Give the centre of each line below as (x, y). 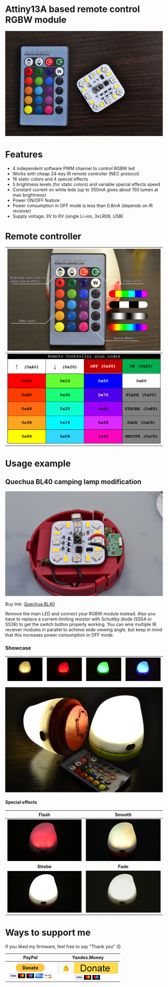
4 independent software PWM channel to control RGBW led (73, 168)
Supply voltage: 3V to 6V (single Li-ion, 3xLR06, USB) (68, 216)
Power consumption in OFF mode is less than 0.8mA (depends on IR (82, 205)
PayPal (30, 957)
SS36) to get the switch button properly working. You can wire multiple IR (81, 624)
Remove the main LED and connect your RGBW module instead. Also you (80, 614)
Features (24, 154)
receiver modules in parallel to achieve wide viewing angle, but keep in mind (84, 630)
